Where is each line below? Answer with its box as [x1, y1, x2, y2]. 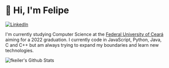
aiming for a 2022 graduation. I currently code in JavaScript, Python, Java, [5, 37, 162, 43]
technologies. [5, 47, 34, 53]
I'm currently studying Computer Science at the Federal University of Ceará [5, 31, 164, 37]
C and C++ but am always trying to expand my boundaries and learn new [5, 42, 159, 48]
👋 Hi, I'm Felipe [5, 5, 69, 16]
